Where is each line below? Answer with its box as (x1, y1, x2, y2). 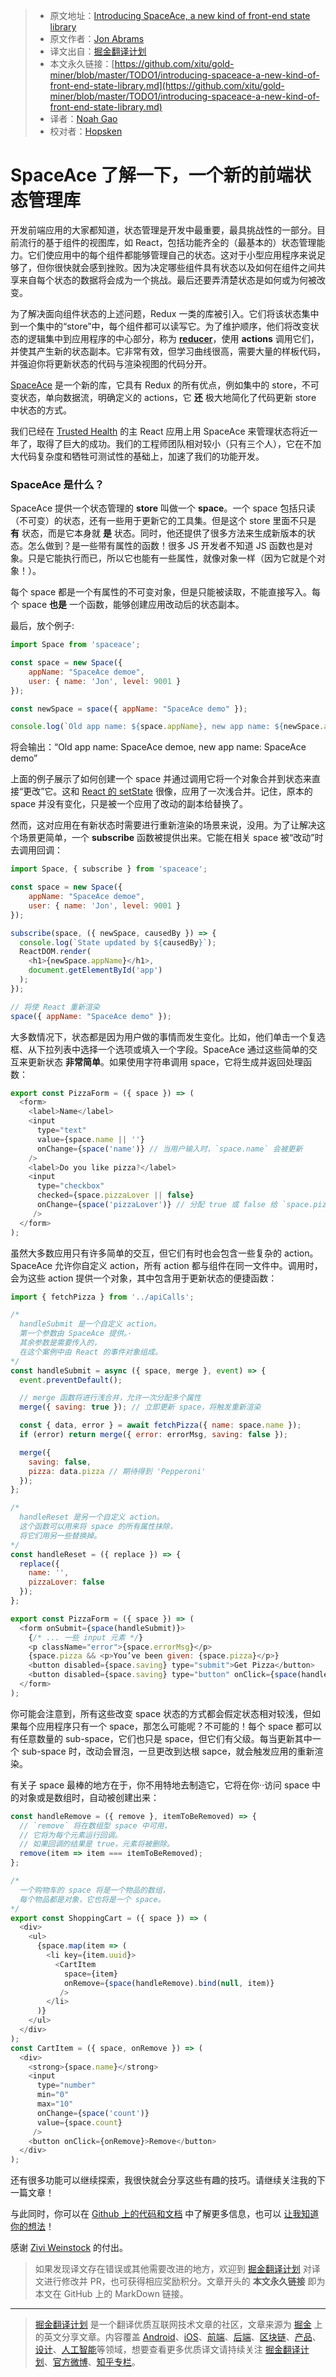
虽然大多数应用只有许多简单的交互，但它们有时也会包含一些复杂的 (10, 1247, 282, 1259)
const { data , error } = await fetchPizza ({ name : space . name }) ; (19, 1420, 302, 1431)
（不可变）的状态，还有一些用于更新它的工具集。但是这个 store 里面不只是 (10, 515, 317, 527)
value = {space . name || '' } (36, 1134, 145, 1144)
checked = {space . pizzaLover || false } (36, 1190, 195, 1201)
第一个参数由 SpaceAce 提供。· (19, 1329, 133, 1339)
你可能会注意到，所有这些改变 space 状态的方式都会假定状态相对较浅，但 (10, 1707, 312, 1719)
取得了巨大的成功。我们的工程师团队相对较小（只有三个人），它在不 (36, 437, 313, 449)
